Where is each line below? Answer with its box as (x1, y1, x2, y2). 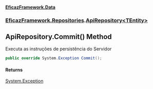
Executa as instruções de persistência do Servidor (5, 46, 112, 52)
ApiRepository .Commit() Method (5, 32, 112, 41)
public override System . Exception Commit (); (5, 56, 102, 61)
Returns (5, 67, 23, 73)
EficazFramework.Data (5, 4, 55, 10)
